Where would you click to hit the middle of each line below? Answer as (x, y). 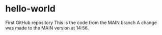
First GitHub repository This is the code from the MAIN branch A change (81, 22)
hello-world (31, 9)
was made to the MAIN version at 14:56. (47, 27)
